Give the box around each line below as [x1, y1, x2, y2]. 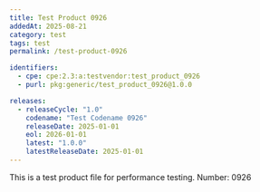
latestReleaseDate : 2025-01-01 [25, 147, 144, 157]
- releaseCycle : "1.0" [17, 105, 103, 114]
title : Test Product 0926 [9, 13, 107, 23]
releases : [9, 96, 47, 105]
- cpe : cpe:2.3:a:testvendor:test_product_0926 [17, 72, 201, 82]
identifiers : [9, 63, 59, 72]
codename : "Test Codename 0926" [25, 113, 148, 122]
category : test [9, 30, 67, 39]
